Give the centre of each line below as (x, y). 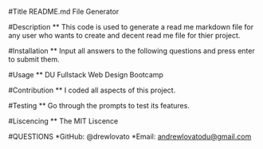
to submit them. (34, 59)
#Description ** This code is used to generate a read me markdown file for (131, 27)
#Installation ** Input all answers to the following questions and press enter (131, 51)
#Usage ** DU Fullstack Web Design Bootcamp (86, 74)
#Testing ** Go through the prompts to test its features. (99, 106)
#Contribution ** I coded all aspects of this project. (92, 90)
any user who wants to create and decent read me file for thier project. (124, 35)
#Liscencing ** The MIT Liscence (63, 121)
